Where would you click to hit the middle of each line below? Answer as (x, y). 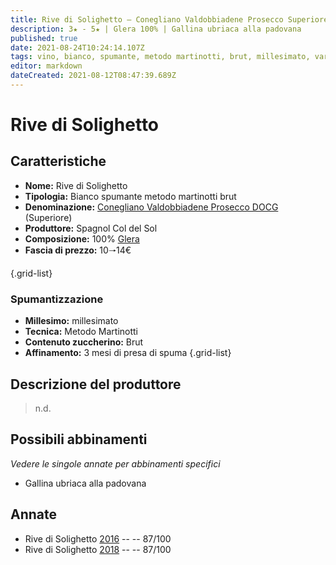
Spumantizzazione (57, 299)
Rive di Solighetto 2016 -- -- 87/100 (98, 538)
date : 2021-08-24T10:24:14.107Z (77, 47)
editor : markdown (46, 66)
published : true (44, 38)
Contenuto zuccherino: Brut (84, 342)
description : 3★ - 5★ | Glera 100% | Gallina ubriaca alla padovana (156, 29)
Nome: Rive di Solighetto (76, 185)
